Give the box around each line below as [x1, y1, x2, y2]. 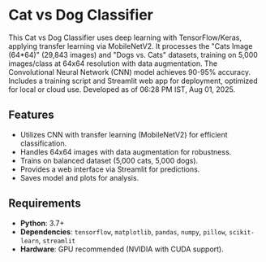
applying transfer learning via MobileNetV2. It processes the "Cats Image [8, 41, 253, 50]
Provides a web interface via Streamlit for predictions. [19, 164, 200, 174]
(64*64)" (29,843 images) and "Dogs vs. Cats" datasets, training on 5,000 [8, 50, 258, 59]
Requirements [8, 197, 81, 211]
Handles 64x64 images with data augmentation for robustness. [19, 146, 232, 156]
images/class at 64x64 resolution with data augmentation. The [8, 59, 217, 68]
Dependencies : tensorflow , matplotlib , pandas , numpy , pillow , [19, 226, 228, 237]
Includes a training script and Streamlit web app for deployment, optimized [8, 76, 258, 85]
